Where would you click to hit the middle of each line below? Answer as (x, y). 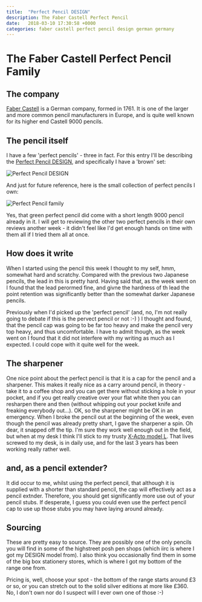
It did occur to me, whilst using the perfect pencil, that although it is (90, 482)
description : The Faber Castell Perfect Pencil (67, 18)
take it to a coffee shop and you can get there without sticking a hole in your (101, 391)
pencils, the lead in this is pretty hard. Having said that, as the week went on (101, 281)
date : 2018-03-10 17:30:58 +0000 (51, 23)
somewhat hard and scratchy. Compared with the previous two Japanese (97, 274)
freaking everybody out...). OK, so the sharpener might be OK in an (90, 410)
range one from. (26, 568)
